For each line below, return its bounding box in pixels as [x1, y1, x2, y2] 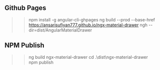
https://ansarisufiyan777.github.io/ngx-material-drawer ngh [28, 22, 148, 28]
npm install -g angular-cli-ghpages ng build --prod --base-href [28, 17, 155, 22]
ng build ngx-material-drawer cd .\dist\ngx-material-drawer [28, 54, 148, 60]
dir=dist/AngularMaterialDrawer [28, 27, 92, 33]
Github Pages [4, 4, 47, 12]
